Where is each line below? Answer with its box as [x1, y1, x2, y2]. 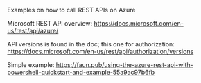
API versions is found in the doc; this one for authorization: [7, 40, 175, 48]
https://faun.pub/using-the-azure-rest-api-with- [55, 61, 193, 68]
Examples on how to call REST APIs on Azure [7, 6, 137, 14]
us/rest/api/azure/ [7, 27, 59, 35]
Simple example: [7, 61, 55, 68]
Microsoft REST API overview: [7, 19, 93, 27]
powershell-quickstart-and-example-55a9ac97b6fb [7, 68, 155, 76]
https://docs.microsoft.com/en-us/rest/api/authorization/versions [7, 48, 194, 55]
